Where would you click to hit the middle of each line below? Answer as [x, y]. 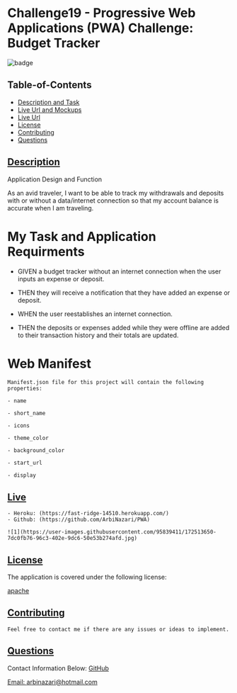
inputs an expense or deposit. [61, 278]
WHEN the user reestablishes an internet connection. [95, 314]
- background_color [36, 451]
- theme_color [28, 438]
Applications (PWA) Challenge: [100, 28]
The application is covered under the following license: [87, 577]
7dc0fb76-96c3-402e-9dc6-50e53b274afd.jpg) [73, 539]
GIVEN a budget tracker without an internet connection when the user [119, 271]
